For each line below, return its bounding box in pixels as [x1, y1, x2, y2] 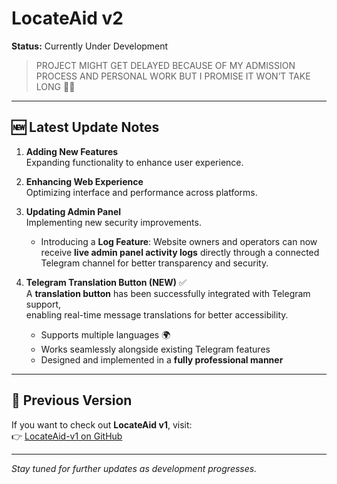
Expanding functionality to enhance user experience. [25, 156, 244, 168]
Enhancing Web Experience [25, 175, 144, 187]
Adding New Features [25, 145, 119, 157]
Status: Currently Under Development [11, 40, 169, 52]
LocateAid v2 [11, 7, 124, 30]
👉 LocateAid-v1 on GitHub [11, 430, 123, 442]
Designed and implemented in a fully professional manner [40, 353, 284, 366]
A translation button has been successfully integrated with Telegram [25, 287, 311, 299]
